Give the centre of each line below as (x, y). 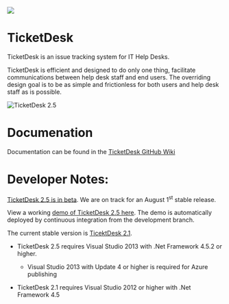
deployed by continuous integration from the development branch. (101, 220)
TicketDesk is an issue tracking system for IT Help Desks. (88, 56)
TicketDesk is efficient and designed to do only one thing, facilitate (101, 70)
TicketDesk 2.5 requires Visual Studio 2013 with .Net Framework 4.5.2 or (120, 246)
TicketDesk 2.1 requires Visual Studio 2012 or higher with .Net (104, 288)
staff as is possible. (34, 92)
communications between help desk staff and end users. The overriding (109, 77)
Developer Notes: (58, 180)
